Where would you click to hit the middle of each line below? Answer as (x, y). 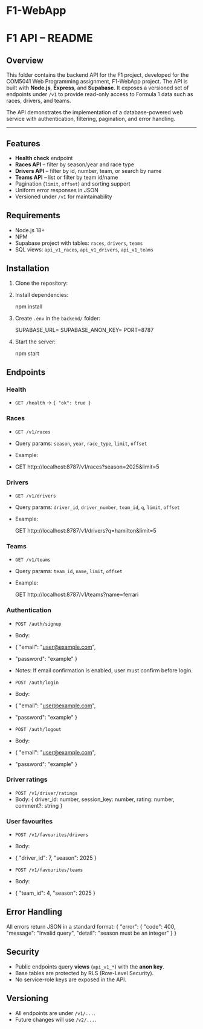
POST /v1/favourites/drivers (52, 835)
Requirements (33, 216)
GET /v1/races (33, 432)
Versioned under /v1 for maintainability (63, 196)
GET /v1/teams (33, 560)
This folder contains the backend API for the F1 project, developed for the (98, 75)
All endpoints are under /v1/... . (55, 1013)
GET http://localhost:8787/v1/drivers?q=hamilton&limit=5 (86, 530)
